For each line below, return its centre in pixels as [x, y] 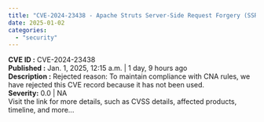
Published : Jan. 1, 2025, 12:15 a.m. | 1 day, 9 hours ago [98, 68]
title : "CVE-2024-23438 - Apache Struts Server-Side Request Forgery [125, 15]
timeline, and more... [41, 110]
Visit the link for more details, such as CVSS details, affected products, [123, 102]
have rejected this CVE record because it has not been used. [106, 85]
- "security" [37, 37]
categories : [27, 30]
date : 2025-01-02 [37, 23]
